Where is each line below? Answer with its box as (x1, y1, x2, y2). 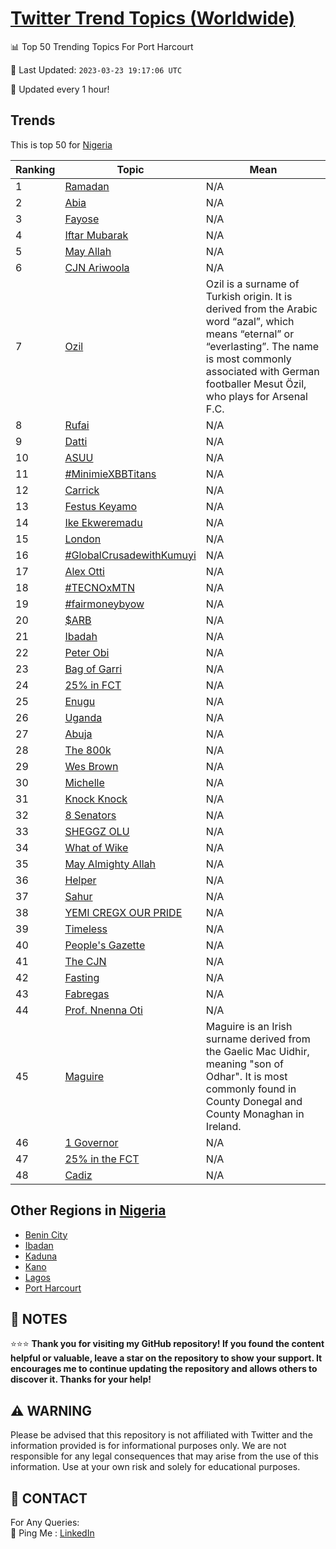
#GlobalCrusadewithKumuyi (64, 548, 197, 562)
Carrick (64, 483, 100, 497)
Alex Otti (64, 564, 105, 578)
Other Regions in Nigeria (10, 1202, 167, 1219)
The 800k (64, 743, 112, 757)
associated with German (205, 364, 320, 378)
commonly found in (205, 1082, 297, 1096)
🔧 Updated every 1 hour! (10, 83, 110, 95)
